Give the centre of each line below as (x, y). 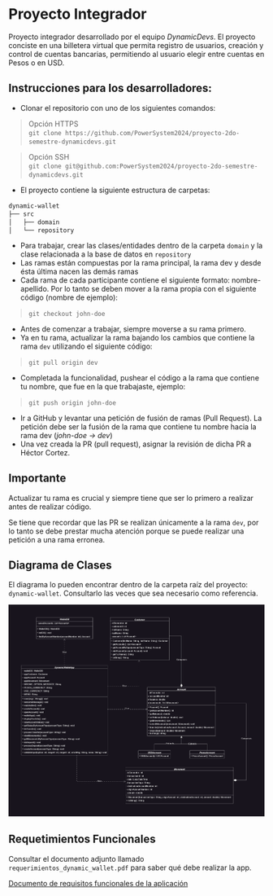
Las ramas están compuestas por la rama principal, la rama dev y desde (141, 262)
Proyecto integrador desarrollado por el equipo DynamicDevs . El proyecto (132, 37)
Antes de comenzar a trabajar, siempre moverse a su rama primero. (133, 329)
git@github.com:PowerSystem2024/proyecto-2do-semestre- (161, 166)
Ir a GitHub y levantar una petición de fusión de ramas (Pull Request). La (141, 418)
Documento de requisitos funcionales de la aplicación (98, 883)
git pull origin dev (63, 362)
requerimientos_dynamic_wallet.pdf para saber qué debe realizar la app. (130, 867)
